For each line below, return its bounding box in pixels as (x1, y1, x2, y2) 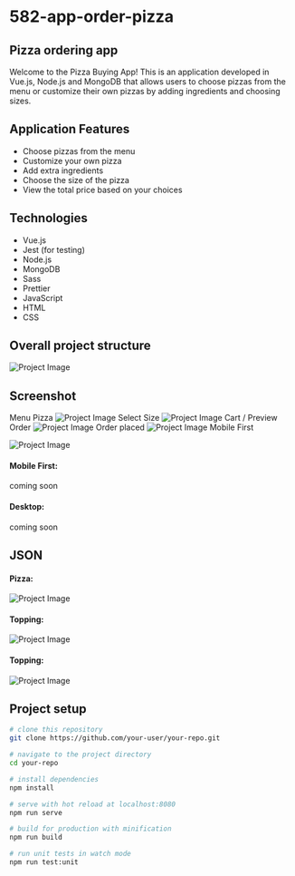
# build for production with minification (9, 824, 172, 833)
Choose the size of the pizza (22, 174, 129, 185)
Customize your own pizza (22, 155, 122, 166)
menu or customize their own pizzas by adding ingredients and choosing (9, 86, 281, 96)
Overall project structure (9, 338, 151, 354)
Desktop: (9, 501, 45, 512)
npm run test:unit (9, 858, 79, 867)
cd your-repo (9, 759, 59, 768)
